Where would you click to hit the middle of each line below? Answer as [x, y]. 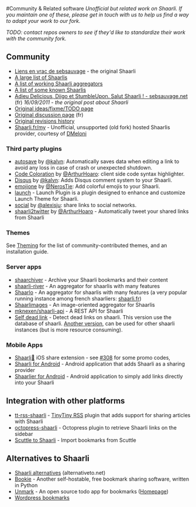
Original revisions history [44, 121]
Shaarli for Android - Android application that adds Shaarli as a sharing [100, 364]
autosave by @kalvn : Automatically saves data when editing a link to [97, 161]
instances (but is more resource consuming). [68, 329]
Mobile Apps [25, 344]
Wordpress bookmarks [42, 498]
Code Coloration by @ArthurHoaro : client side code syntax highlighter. [99, 174]
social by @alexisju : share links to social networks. [75, 205]
